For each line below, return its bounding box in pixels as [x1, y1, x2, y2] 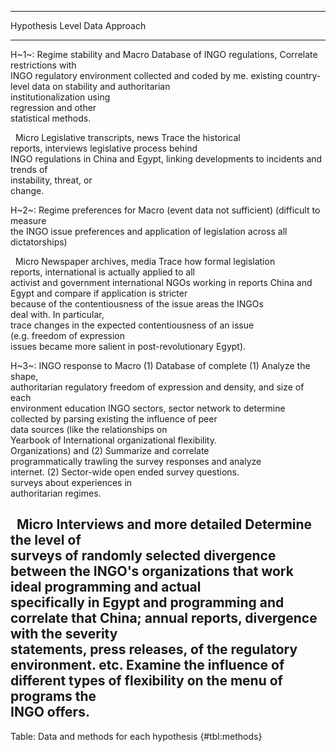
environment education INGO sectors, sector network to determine [10, 402, 286, 414]
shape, [10, 371, 39, 382]
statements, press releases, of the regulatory [10, 641, 298, 658]
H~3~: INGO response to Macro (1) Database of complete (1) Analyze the [10, 360, 311, 371]
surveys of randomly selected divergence [10, 547, 277, 565]
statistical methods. [10, 112, 92, 124]
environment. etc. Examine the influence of [10, 657, 285, 674]
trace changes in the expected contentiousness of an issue [10, 319, 255, 331]
